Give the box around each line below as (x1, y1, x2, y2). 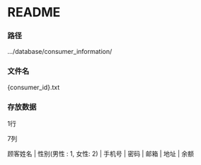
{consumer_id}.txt (7, 83, 60, 91)
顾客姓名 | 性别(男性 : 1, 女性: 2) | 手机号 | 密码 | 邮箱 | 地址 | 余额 (7, 149, 195, 158)
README (7, 4, 61, 21)
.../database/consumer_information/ (7, 47, 113, 56)
